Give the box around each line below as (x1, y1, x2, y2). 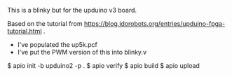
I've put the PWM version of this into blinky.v (17, 48, 147, 56)
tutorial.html (7, 27, 42, 35)
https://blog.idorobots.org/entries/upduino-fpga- (83, 20, 226, 27)
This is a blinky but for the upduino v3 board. (7, 6, 137, 14)
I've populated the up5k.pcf (17, 41, 98, 48)
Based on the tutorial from (7, 20, 83, 27)
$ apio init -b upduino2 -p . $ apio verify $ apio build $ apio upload (7, 62, 200, 69)
